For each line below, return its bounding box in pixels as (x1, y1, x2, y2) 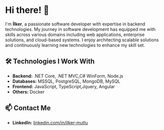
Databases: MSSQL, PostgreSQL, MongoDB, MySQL (12, 78, 121, 84)
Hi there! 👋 (5, 4, 50, 16)
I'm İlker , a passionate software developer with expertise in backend (5, 21, 146, 27)
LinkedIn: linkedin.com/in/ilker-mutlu (12, 120, 88, 126)
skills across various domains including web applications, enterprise (5, 31, 145, 37)
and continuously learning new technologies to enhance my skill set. (5, 42, 145, 48)
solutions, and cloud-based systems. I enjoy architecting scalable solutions (5, 37, 159, 43)
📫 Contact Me (5, 104, 51, 113)
